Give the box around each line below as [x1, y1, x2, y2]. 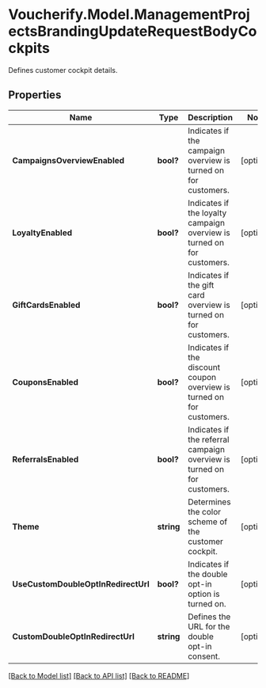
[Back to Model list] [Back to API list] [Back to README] [8, 671, 190, 680]
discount [187, 362, 220, 373]
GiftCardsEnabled [12, 299, 81, 310]
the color [187, 506, 222, 517]
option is [187, 588, 220, 599]
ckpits [8, 40, 50, 57]
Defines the [187, 611, 231, 622]
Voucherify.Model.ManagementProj [8, 6, 251, 24]
